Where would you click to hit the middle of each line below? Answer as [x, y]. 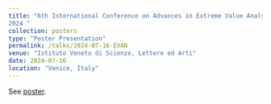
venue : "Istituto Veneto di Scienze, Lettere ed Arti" [102, 53]
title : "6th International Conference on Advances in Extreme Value [126, 16]
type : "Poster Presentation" [57, 38]
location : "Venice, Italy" [54, 69]
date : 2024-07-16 [38, 61]
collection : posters [43, 31]
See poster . [27, 91]
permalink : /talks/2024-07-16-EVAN [68, 46]
